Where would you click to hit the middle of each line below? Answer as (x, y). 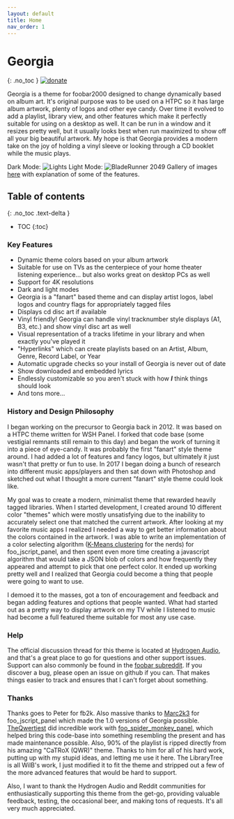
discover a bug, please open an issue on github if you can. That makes (109, 673)
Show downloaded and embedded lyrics (75, 371)
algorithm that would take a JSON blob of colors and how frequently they (112, 559)
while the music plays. (39, 154)
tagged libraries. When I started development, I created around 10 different (115, 507)
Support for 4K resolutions (55, 282)
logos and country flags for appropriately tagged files (94, 304)
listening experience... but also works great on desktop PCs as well (114, 275)
